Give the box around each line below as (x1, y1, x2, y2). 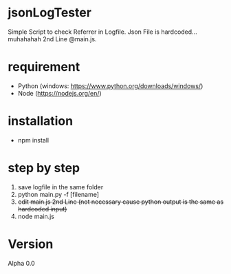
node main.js (17, 212, 54, 220)
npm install (17, 136, 49, 144)
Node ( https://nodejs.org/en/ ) (17, 89, 102, 97)
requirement (8, 59, 80, 75)
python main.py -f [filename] (17, 190, 99, 198)
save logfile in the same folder (17, 182, 104, 191)
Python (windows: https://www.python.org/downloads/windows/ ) (17, 81, 203, 90)
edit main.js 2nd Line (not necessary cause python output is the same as (17, 198, 224, 206)
